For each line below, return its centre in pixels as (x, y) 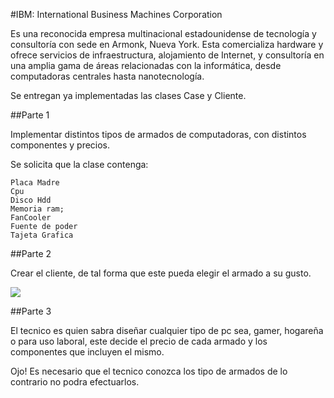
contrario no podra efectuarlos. (75, 382)
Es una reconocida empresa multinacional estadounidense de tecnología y (163, 33)
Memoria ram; (37, 209)
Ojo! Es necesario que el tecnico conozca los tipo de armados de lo (149, 371)
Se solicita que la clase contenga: (79, 164)
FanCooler (31, 218)
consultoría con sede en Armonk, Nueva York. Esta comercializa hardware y (167, 44)
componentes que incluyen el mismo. (87, 352)
